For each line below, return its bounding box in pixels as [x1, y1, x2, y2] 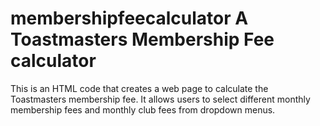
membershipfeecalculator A [10, 7, 249, 30]
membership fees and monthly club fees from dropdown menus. [10, 103, 276, 116]
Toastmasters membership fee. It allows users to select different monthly [10, 93, 311, 105]
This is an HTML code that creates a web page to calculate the [10, 82, 269, 94]
